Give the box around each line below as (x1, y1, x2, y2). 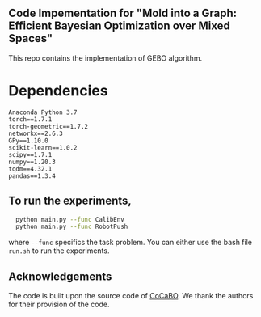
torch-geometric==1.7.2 (8, 122, 89, 130)
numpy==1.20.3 (8, 158, 57, 166)
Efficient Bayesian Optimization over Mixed (8, 19, 230, 33)
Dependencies (8, 82, 108, 99)
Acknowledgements (8, 269, 112, 283)
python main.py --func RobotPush (15, 222, 128, 231)
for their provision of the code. (8, 299, 110, 310)
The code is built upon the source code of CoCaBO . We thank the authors (8, 291, 254, 301)
